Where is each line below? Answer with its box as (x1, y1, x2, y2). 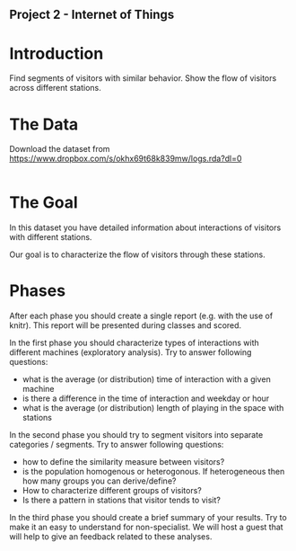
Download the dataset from (9, 144, 110, 155)
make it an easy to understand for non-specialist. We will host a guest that (9, 521, 284, 533)
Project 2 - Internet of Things (9, 7, 175, 22)
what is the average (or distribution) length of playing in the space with (22, 403, 284, 413)
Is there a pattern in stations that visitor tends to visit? (22, 494, 222, 506)
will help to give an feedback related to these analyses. (9, 531, 213, 542)
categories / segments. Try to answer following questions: (9, 440, 224, 450)
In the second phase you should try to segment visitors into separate (9, 430, 264, 440)
